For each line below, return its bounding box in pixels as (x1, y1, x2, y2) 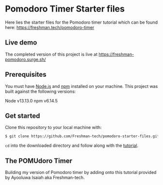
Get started (5, 112, 40, 120)
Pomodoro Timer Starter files (5, 3, 125, 14)
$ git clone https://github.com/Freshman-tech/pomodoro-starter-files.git (5, 134, 160, 139)
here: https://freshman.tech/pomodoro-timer (5, 24, 95, 30)
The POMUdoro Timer (5, 157, 73, 165)
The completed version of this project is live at (5, 51, 98, 57)
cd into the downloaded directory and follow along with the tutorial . (5, 142, 139, 148)
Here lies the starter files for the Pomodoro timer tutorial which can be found (5, 19, 158, 25)
